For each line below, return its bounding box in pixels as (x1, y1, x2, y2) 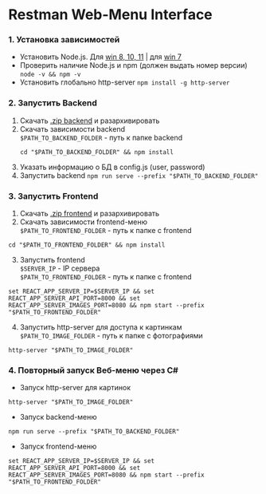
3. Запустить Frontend (8, 190, 99, 201)
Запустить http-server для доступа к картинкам (19, 322, 182, 332)
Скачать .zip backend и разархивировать (19, 116, 160, 125)
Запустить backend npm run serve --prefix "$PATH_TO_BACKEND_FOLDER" (19, 170, 259, 180)
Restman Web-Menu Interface (8, 6, 213, 24)
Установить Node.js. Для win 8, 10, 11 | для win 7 (19, 52, 182, 61)
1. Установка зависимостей (8, 34, 120, 45)
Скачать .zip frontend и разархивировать (19, 209, 160, 219)
